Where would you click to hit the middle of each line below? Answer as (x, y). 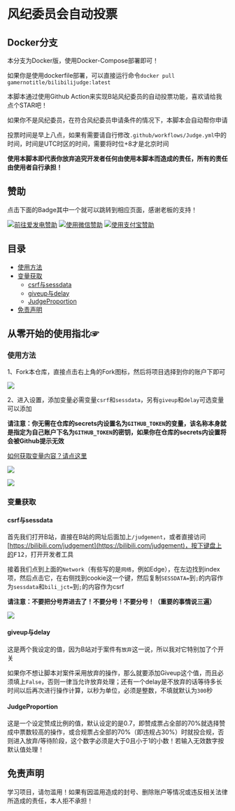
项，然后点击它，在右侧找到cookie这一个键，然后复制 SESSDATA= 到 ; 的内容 (112, 578)
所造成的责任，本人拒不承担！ (50, 800)
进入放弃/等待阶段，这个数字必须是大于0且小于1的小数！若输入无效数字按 (119, 740)
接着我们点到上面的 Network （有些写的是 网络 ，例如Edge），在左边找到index (114, 569)
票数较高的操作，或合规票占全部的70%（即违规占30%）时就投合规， (119, 732)
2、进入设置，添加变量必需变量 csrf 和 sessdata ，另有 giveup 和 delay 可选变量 (116, 400)
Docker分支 (33, 42)
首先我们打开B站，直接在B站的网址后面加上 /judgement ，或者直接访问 (107, 537)
